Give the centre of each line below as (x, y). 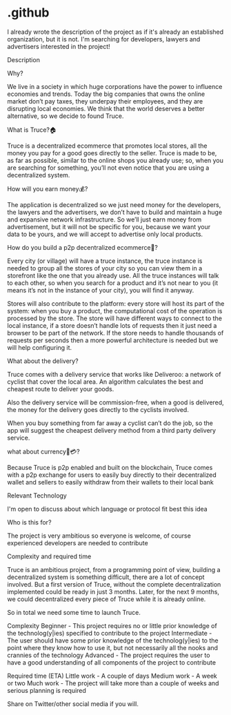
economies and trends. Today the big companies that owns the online (106, 94)
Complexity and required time (49, 556)
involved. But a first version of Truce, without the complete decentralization (114, 584)
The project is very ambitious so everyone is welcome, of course (99, 536)
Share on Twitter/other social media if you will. (73, 704)
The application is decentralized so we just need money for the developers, (114, 204)
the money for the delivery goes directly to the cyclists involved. (98, 409)
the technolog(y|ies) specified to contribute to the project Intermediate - (110, 633)
